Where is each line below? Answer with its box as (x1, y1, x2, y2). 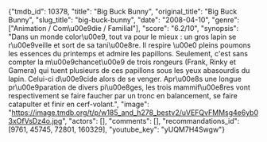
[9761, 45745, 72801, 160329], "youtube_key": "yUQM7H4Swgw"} (8, 125, 225, 134)
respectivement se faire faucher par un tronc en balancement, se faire (8, 91, 238, 100)
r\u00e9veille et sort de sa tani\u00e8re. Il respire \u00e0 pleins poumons (8, 40, 251, 50)
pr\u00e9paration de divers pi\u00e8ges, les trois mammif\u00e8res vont (8, 83, 250, 92)
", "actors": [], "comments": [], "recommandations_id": (62, 117, 240, 125)
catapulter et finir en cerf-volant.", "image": (8, 99, 149, 109)
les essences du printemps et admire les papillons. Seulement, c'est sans (8, 49, 249, 58)
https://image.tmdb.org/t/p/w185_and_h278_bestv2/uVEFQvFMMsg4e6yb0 (11, 108, 259, 117)
